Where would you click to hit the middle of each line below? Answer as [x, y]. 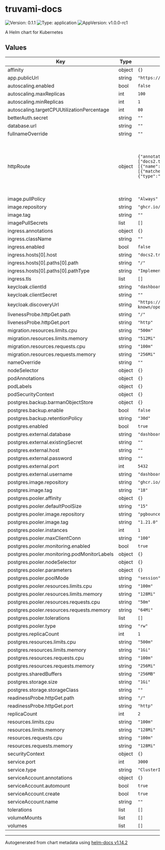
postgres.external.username [40, 474]
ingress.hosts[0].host [32, 255]
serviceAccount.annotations [40, 778]
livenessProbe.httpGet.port [39, 322]
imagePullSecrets [28, 223]
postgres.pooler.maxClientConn [44, 538]
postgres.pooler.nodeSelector [42, 562]
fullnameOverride [28, 134]
